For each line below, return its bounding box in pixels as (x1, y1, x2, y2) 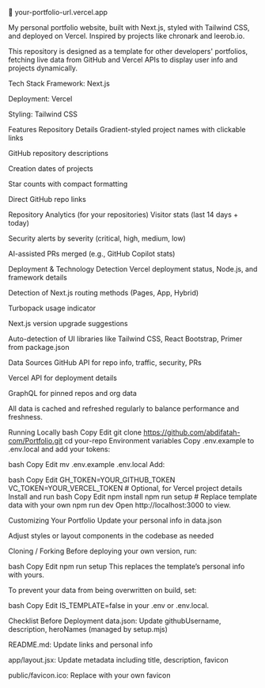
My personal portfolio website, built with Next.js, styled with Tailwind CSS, (8, 23, 251, 32)
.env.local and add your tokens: (8, 444, 111, 454)
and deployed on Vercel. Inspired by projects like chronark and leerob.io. (8, 32, 245, 40)
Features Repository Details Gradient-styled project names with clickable (8, 125, 246, 134)
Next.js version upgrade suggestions (8, 319, 128, 328)
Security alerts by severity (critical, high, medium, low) (8, 234, 186, 243)
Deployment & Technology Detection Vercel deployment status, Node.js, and (8, 264, 258, 273)
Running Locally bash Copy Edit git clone (8, 428, 142, 437)
